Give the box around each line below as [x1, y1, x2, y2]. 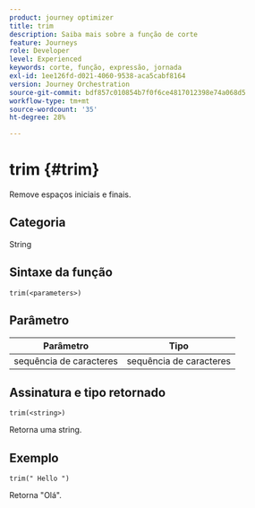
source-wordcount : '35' [9, 105, 98, 114]
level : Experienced [9, 55, 82, 64]
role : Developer [9, 47, 70, 56]
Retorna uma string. [9, 425, 82, 435]
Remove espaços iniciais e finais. [9, 189, 132, 200]
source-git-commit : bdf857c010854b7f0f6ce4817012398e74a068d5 [9, 88, 246, 97]
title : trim [9, 22, 54, 30]
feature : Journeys [9, 38, 78, 47]
